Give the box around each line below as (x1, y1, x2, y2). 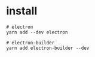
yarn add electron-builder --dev (6, 45, 90, 51)
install (6, 4, 38, 18)
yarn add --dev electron (6, 29, 68, 35)
